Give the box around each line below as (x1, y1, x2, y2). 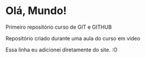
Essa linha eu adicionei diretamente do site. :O (5, 46, 118, 53)
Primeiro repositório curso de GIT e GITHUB (5, 23, 112, 30)
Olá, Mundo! (5, 4, 67, 18)
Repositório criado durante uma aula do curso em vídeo (5, 35, 141, 42)
